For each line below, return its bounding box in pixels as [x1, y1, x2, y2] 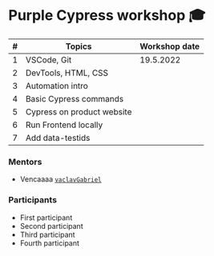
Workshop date [139, 41, 200, 52]
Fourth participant [19, 238, 80, 248]
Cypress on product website [25, 106, 132, 117]
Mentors [8, 156, 42, 167]
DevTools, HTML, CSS [25, 67, 109, 78]
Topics [65, 41, 92, 52]
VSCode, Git [25, 54, 72, 65]
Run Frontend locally [25, 119, 103, 130]
